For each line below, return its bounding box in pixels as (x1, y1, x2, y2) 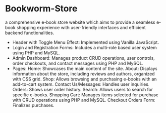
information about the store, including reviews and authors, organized (12, 71, 155, 76)
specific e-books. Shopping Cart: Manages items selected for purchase (12, 92, 159, 98)
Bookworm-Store (5, 3, 78, 14)
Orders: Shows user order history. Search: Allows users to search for (12, 86, 153, 92)
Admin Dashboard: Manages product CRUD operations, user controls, (12, 55, 155, 61)
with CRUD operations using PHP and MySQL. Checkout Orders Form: (12, 97, 156, 103)
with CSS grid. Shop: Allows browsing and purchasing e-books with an (12, 76, 157, 82)
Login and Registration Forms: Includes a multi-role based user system (12, 44, 157, 50)
